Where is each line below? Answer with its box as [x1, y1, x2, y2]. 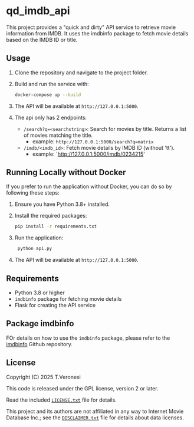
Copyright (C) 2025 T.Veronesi [6, 373, 81, 380]
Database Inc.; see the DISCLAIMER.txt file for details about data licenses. [6, 414, 185, 421]
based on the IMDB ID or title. [6, 36, 78, 43]
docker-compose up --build [14, 91, 81, 98]
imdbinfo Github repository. [6, 340, 73, 347]
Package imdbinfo [6, 318, 74, 329]
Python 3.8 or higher [14, 289, 65, 296]
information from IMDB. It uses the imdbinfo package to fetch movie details [6, 29, 189, 37]
